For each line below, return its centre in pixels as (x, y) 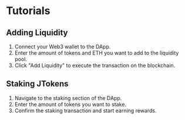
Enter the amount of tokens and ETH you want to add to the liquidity (97, 53)
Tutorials (28, 11)
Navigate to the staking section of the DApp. (68, 98)
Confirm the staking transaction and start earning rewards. (85, 111)
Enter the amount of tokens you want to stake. (70, 104)
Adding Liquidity (37, 33)
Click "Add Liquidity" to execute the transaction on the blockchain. (95, 65)
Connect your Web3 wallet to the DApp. (63, 46)
